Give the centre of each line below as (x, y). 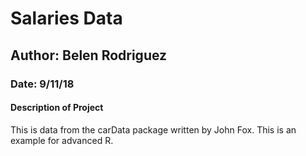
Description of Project (57, 108)
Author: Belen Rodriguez (89, 55)
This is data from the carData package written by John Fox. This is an (153, 129)
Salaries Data (66, 18)
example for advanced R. (62, 140)
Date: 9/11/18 (42, 84)
